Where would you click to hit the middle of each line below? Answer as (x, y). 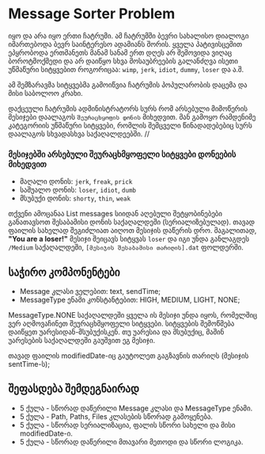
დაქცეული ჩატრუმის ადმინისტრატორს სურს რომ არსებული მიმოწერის (128, 109)
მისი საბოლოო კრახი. (45, 93)
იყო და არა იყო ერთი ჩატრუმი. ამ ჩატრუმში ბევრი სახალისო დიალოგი (129, 36)
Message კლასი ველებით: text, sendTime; (90, 292)
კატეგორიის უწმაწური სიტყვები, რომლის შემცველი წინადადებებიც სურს (130, 125)
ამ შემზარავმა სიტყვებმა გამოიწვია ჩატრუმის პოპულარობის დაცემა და (128, 85)
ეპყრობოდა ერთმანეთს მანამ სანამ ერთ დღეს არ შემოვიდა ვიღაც (120, 52)
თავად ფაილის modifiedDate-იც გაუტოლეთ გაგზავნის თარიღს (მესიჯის (129, 356)
